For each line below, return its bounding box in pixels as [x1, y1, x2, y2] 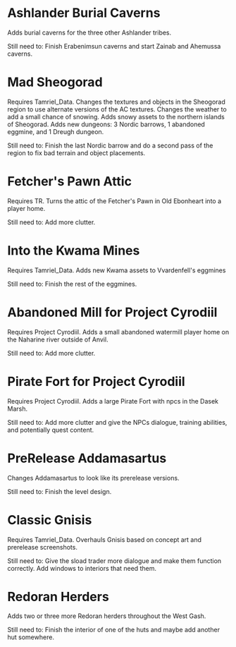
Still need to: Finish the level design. [7, 487, 112, 495]
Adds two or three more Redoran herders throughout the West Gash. [7, 612, 206, 620]
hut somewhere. [7, 633, 55, 641]
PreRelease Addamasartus [7, 450, 167, 466]
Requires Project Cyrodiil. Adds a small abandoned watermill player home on [7, 327, 230, 336]
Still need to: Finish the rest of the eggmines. [7, 279, 137, 288]
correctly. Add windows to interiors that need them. [7, 564, 157, 572]
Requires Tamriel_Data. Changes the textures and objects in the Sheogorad [7, 97, 225, 106]
